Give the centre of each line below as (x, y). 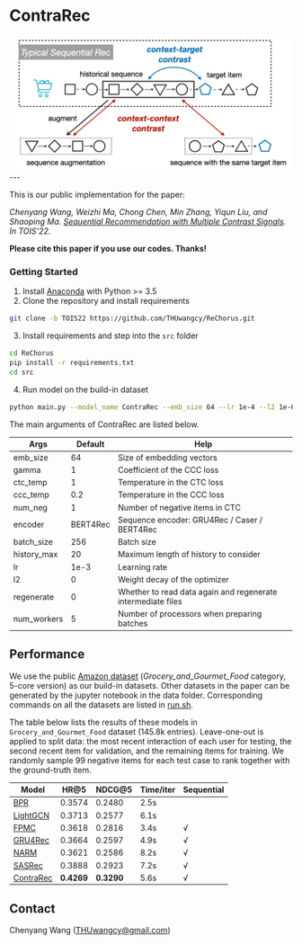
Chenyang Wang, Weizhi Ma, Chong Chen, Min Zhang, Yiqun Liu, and (138, 212)
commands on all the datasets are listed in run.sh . (101, 704)
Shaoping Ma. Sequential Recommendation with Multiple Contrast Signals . (148, 222)
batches (133, 623)
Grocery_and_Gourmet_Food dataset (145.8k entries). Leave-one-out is (137, 731)
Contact (32, 908)
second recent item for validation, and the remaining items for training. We (147, 751)
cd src (22, 373)
